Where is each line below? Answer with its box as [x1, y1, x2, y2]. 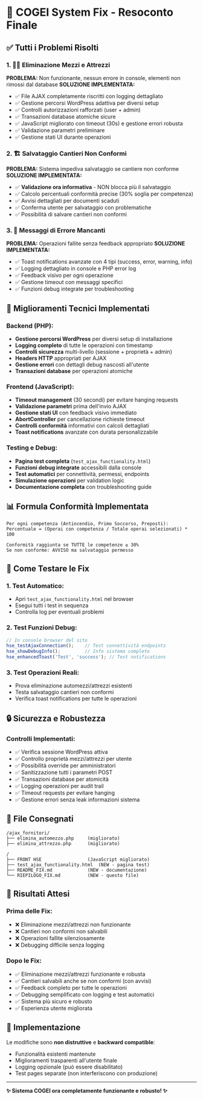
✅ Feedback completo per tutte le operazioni [14, 984, 127, 991]
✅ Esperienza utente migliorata [14, 1004, 92, 1012]
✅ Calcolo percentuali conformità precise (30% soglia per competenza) [14, 190, 194, 197]
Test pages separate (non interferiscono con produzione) [14, 1069, 158, 1077]
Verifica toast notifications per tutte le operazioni [14, 695, 137, 702]
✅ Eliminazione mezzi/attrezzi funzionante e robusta [14, 970, 146, 978]
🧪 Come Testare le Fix [6, 563, 89, 574]
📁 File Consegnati [6, 814, 74, 824]
